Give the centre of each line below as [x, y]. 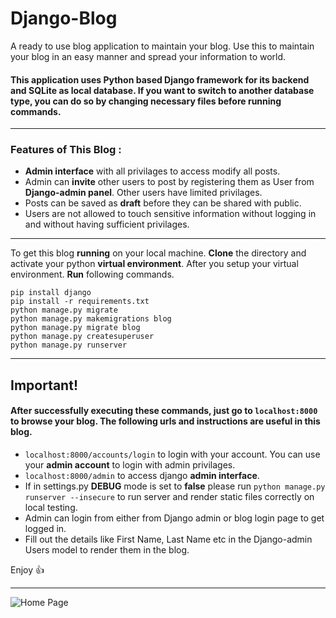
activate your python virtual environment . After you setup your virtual [154, 264]
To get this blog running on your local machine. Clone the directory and [158, 253]
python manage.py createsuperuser [82, 337]
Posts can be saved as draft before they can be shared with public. [163, 203]
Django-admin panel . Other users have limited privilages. [143, 193]
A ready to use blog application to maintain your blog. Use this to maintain [162, 46]
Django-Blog [64, 18]
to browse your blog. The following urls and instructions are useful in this [165, 421]
